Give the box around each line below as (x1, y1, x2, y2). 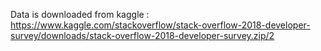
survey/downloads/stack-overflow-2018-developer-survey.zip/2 (10, 30, 275, 41)
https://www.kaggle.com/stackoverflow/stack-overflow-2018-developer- (10, 19, 311, 31)
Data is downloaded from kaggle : (10, 9, 150, 20)
